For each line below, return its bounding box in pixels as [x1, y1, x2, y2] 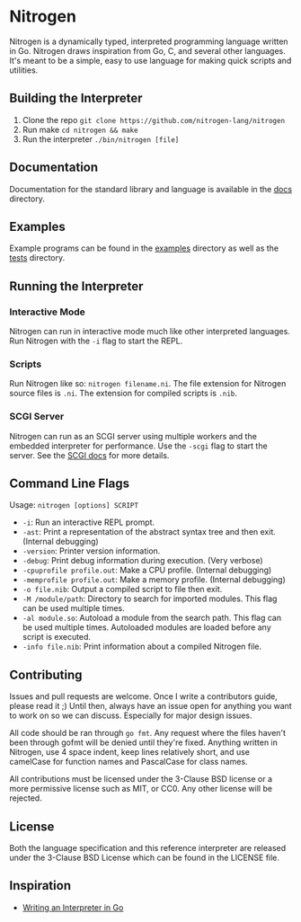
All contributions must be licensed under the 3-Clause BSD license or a [9, 774, 272, 785]
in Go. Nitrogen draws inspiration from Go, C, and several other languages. [9, 45, 286, 56]
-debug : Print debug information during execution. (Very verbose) [22, 555, 263, 566]
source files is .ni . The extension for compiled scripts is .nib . [9, 388, 238, 399]
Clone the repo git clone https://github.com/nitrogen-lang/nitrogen [22, 114, 286, 125]
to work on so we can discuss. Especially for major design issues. [9, 710, 252, 721]
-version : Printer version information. [22, 545, 161, 556]
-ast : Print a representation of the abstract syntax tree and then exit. [22, 527, 277, 537]
